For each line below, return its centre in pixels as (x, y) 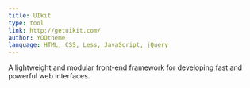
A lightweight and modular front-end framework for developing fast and (125, 67)
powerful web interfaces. (49, 76)
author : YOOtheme (37, 38)
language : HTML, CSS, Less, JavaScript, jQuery (88, 45)
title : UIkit (30, 15)
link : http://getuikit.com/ (55, 30)
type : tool (26, 23)
